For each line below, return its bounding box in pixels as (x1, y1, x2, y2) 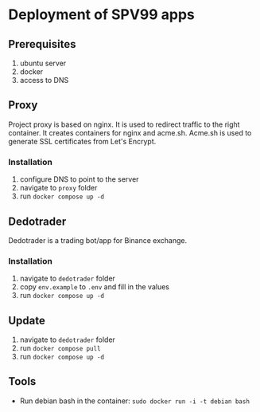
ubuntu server (19, 58, 67, 68)
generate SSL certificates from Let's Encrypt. (8, 136, 157, 146)
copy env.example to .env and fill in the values (19, 282, 169, 292)
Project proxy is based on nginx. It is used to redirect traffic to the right (8, 120, 240, 129)
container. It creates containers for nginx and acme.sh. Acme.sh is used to (8, 128, 252, 137)
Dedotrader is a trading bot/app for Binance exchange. (8, 235, 188, 245)
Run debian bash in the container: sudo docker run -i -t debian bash (19, 396, 250, 406)
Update (8, 313, 46, 328)
